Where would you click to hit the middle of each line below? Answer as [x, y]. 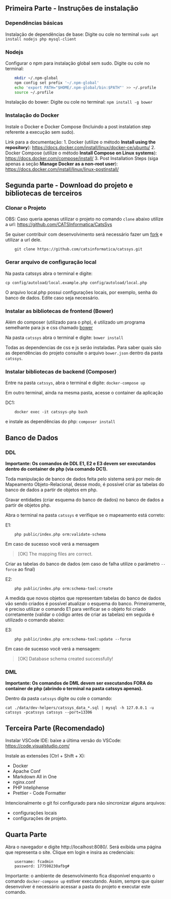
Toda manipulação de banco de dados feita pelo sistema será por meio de [83, 479]
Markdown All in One [35, 777]
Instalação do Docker [32, 115]
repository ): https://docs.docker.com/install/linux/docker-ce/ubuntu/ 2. [80, 147]
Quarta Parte [26, 835]
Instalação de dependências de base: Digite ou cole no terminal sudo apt [82, 34]
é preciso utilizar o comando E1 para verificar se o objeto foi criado [76, 609]
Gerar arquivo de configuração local [51, 262]
